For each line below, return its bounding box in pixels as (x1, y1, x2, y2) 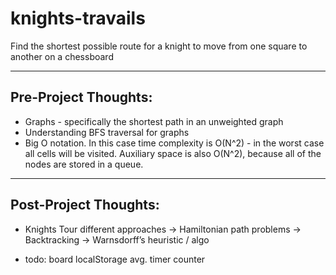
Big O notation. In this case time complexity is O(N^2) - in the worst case (24, 137, 325, 149)
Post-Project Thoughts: (10, 197, 160, 214)
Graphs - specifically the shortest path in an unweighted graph (24, 115, 284, 127)
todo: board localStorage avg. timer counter (24, 253, 206, 265)
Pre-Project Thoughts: (10, 89, 153, 106)
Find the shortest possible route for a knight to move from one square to (10, 40, 308, 52)
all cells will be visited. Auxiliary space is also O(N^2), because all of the (24, 147, 322, 159)
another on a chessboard (10, 50, 114, 62)
